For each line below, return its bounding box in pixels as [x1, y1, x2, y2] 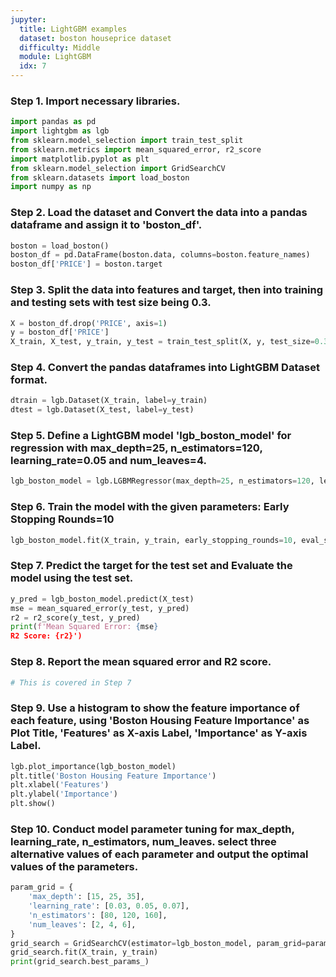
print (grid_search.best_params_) [10, 957, 150, 967]
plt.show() [10, 799, 56, 809]
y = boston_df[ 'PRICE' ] [10, 327, 110, 338]
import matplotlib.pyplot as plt [10, 154, 150, 164]
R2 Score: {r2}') [10, 631, 83, 641]
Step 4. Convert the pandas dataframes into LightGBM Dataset [10, 361, 320, 375]
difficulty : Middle [19, 42, 101, 53]
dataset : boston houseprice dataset [19, 33, 172, 43]
